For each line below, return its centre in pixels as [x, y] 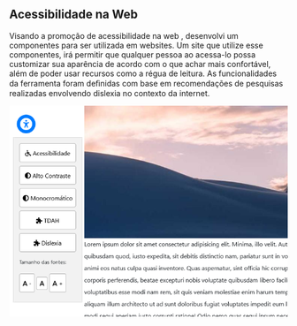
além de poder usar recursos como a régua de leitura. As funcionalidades [143, 73]
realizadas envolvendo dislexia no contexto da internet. [110, 93]
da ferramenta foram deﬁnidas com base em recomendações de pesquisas [146, 83]
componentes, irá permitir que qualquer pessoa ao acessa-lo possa [133, 54]
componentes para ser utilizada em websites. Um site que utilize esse [136, 45]
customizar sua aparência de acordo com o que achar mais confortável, [140, 64]
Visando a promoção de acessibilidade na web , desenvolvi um [124, 35]
